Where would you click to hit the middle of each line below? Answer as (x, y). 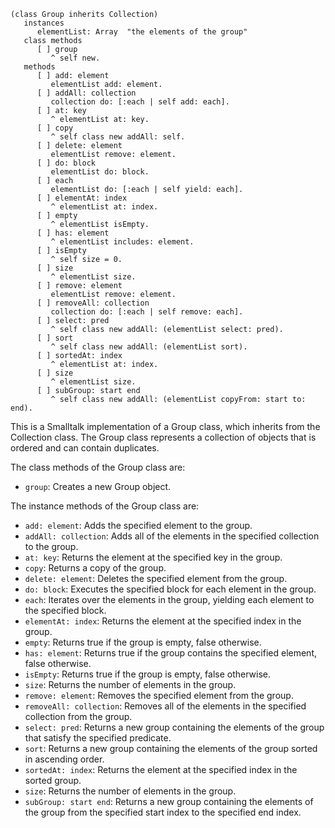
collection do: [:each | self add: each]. (140, 102)
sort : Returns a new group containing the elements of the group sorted (171, 748)
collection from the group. (78, 716)
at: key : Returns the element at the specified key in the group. (153, 557)
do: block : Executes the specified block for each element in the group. (170, 589)
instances (44, 23)
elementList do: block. (100, 172)
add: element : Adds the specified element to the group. (138, 525)
